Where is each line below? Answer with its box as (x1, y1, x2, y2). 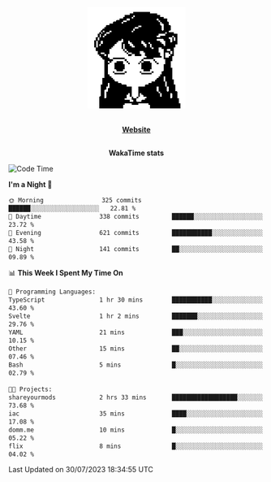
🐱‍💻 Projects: (8, 385, 53, 393)
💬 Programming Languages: (8, 288, 96, 296)
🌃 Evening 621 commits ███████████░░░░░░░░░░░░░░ (8, 229, 264, 237)
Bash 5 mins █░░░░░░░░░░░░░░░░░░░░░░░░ (8, 361, 264, 369)
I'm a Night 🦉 (8, 180, 53, 189)
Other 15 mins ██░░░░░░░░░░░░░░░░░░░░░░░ (8, 345, 264, 353)
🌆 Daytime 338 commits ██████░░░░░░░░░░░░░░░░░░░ (8, 213, 264, 221)
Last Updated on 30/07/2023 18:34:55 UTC (8, 465, 154, 475)
